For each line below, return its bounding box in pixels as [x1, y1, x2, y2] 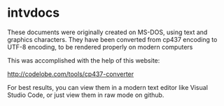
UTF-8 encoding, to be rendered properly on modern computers [7, 43, 193, 51]
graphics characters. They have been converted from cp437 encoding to [7, 35, 218, 43]
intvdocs [7, 5, 60, 21]
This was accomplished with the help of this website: [7, 56, 160, 64]
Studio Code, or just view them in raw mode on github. [7, 91, 164, 99]
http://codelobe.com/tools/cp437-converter [7, 70, 134, 78]
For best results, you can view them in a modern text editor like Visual [7, 83, 209, 91]
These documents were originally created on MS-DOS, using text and [7, 28, 208, 36]
